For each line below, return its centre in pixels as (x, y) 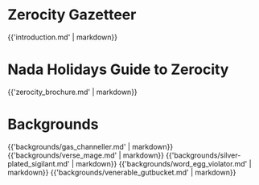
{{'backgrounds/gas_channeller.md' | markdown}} (90, 146)
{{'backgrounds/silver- (203, 155)
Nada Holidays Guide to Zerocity (118, 70)
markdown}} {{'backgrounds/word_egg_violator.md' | (163, 163)
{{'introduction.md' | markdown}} (63, 37)
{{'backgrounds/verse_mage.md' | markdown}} (86, 155)
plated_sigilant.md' (39, 163)
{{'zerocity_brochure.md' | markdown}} (72, 92)
